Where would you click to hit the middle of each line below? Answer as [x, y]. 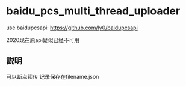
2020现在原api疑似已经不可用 [43, 40]
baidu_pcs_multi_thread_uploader [93, 11]
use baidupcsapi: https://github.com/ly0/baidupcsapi [72, 28]
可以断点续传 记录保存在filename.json [53, 76]
